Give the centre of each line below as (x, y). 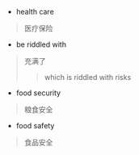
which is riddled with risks (88, 77)
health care (35, 12)
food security (38, 93)
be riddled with (41, 44)
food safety (35, 126)
